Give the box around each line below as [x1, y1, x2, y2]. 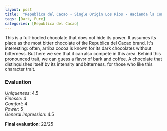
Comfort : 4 [5, 100, 28, 107]
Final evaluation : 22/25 [5, 121, 54, 127]
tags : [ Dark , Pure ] [5, 16, 46, 21]
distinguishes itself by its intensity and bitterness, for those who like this [5, 61, 153, 67]
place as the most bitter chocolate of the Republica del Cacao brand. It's [5, 40, 154, 46]
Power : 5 [5, 106, 23, 112]
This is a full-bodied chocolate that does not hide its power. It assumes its [5, 35, 156, 41]
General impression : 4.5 [5, 111, 54, 117]
